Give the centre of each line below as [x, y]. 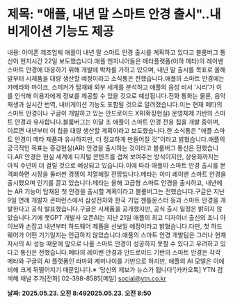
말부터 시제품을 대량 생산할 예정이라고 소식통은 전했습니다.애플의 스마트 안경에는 [116, 78]
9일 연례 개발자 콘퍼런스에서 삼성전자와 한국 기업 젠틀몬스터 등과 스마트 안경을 [113, 200]
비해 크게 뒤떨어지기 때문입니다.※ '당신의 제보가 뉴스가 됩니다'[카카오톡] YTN [111, 269]
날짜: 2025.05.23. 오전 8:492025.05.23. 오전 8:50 [79, 293]
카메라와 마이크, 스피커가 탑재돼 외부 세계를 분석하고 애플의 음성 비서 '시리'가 [111, 87]
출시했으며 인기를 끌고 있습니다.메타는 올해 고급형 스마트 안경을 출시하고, [105, 182]
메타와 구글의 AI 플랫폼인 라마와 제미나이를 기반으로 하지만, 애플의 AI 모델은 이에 [116, 261]
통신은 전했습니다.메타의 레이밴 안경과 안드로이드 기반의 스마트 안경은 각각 [120, 252]
